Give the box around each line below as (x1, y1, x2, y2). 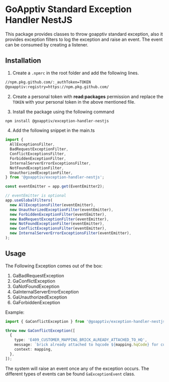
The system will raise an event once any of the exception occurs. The (5, 365, 149, 371)
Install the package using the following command (12, 109, 115, 115)
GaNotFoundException (12, 283, 59, 289)
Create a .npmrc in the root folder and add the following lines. (12, 70, 139, 76)
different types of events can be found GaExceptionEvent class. (5, 370, 136, 377)
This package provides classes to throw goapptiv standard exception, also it (5, 31, 163, 37)
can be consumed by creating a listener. (5, 41, 89, 47)
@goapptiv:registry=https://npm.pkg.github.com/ (5, 84, 109, 89)
